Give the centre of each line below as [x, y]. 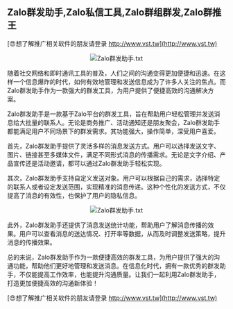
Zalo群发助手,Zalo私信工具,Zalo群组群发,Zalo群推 [114, 12]
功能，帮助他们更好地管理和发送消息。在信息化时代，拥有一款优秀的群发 [116, 265]
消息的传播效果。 [32, 242]
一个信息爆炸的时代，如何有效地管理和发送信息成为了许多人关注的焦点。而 [119, 81]
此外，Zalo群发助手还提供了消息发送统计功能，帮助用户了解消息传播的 [107, 225]
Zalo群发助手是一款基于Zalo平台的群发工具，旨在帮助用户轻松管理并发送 [111, 114]
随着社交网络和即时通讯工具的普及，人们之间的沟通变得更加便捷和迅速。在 [113, 73]
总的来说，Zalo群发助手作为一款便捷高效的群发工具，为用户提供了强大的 [111, 257]
